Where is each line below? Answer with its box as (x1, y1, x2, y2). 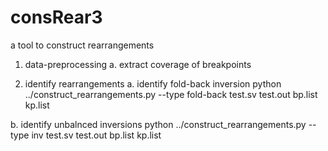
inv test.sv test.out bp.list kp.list (31, 129, 162, 141)
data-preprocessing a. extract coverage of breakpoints (24, 58, 252, 70)
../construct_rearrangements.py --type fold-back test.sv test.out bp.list (24, 88, 318, 100)
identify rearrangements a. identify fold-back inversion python (24, 77, 282, 90)
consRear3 (10, 6, 103, 29)
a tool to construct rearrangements (10, 39, 155, 51)
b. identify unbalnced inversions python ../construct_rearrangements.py (10, 118, 307, 130)
